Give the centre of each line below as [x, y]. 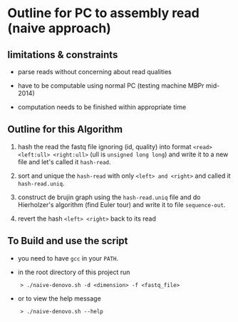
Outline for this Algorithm [65, 130]
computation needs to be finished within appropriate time [102, 107]
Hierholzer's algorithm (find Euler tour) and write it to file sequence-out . [121, 204]
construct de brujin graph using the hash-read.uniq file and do [109, 197]
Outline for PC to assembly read [103, 13]
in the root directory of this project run [74, 272]
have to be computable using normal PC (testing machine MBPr [111, 86]
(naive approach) [59, 28]
